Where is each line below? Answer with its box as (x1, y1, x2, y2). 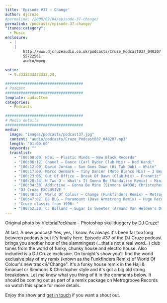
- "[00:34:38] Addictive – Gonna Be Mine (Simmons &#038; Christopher (14, 183, 164, 188)
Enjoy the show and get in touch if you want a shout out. (5, 292, 120, 298)
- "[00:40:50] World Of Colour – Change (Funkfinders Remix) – (14, 192, 148, 197)
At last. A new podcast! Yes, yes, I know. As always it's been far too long (5, 229, 153, 235)
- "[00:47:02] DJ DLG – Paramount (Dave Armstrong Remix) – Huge (14, 197, 153, 202)
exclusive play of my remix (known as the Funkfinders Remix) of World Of (5, 256, 156, 262)
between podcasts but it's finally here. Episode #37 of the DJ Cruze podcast (5, 235, 162, 241)
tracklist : (9, 151, 32, 155)
